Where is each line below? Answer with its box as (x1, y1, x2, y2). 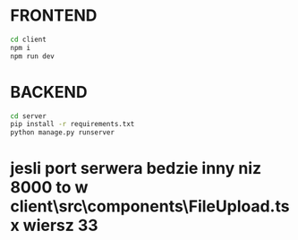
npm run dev (10, 51, 55, 61)
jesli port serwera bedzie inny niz (10, 159, 262, 179)
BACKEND (10, 81, 88, 102)
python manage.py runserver (10, 128, 115, 137)
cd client (10, 35, 47, 44)
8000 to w (10, 177, 89, 198)
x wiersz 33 (10, 216, 98, 236)
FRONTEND (10, 5, 98, 26)
